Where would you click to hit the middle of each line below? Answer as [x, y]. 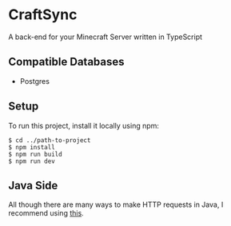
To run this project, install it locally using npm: [84, 125]
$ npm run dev [32, 161]
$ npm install [32, 147]
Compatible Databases [67, 62]
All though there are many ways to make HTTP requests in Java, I [116, 204]
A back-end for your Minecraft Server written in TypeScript [105, 37]
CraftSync [43, 15]
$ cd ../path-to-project [50, 140]
